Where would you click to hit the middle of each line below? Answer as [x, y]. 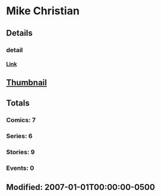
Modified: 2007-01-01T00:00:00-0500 [81, 187]
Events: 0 [20, 168]
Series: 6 [19, 136]
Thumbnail [27, 83]
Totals [18, 103]
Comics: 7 [21, 120]
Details [19, 33]
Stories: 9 [20, 152]
